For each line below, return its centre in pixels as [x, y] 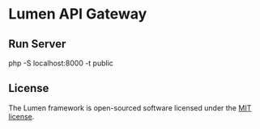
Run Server [37, 44]
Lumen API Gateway [78, 14]
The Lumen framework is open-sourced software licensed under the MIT [130, 108]
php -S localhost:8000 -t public [61, 63]
